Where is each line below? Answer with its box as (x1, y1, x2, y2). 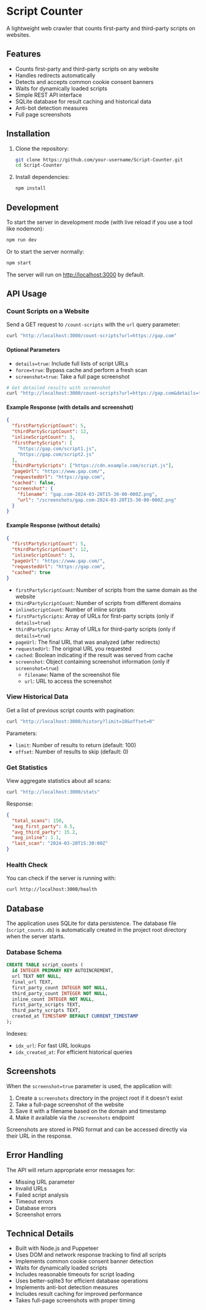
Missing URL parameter (15, 1178, 75, 1186)
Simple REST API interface (15, 91, 82, 99)
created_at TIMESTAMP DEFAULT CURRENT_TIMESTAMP (12, 1013, 139, 1019)
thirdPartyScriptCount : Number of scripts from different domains (15, 599, 181, 606)
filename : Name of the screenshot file (24, 671, 120, 678)
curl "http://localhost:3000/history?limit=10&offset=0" (6, 718, 155, 725)
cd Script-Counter (15, 162, 63, 169)
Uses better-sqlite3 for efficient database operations (15, 1277, 148, 1285)
